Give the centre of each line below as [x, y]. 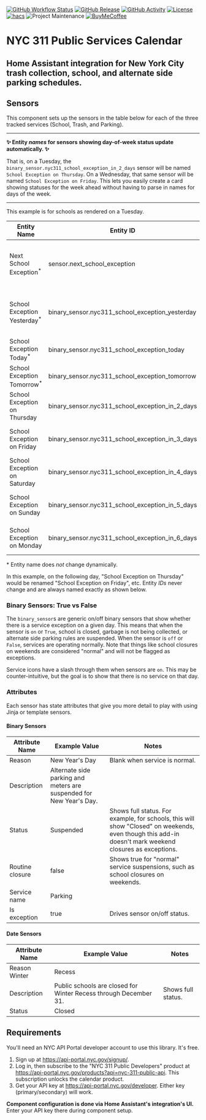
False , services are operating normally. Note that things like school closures [102, 645]
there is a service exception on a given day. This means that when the [94, 625]
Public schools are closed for [96, 986]
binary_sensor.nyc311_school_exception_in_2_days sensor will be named [99, 168]
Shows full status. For [140, 811]
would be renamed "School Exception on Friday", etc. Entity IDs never [94, 583]
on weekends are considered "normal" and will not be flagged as [88, 651]
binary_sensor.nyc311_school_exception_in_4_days [123, 472]
